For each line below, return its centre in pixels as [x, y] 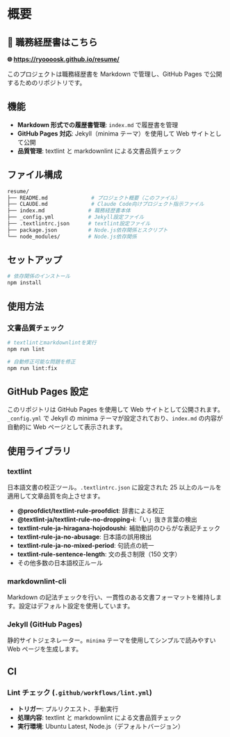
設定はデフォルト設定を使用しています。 [76, 606]
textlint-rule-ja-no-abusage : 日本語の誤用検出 [84, 537]
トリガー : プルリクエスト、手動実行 [68, 709]
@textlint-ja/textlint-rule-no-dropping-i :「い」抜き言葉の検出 [107, 519]
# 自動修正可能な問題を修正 [42, 362]
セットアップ [35, 260]
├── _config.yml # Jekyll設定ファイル [76, 217]
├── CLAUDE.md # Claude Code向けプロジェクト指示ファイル [106, 204]
